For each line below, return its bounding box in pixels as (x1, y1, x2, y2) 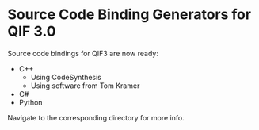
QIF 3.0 (7, 22, 56, 40)
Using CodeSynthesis (30, 72, 102, 82)
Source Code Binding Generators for (7, 6, 251, 24)
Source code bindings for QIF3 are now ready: (7, 48, 159, 58)
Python (18, 97, 43, 107)
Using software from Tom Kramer (30, 81, 140, 90)
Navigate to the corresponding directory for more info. (7, 113, 185, 122)
